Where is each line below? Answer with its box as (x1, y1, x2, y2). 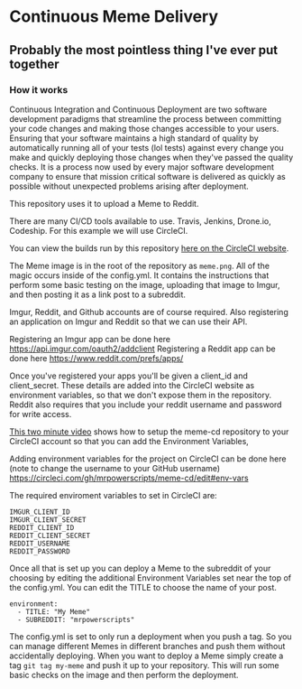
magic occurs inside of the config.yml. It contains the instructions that (9, 269, 270, 281)
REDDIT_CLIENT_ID (9, 523, 75, 532)
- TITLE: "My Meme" (17, 607, 91, 616)
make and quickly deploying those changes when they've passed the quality (9, 152, 294, 163)
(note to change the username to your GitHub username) (9, 462, 221, 473)
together (9, 56, 60, 71)
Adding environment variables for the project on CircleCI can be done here (9, 453, 287, 464)
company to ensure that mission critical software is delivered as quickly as (9, 171, 286, 182)
